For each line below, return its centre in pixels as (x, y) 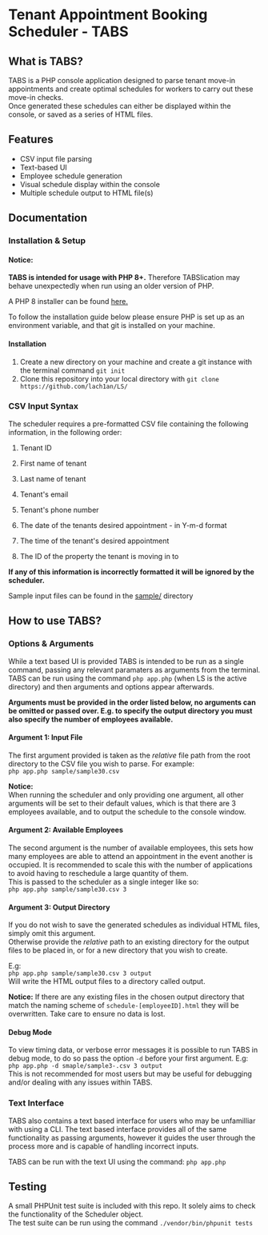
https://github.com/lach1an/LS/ (74, 386)
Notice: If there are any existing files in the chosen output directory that (126, 997)
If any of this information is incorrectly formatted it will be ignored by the (131, 572)
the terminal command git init (72, 370)
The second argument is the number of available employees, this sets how (131, 847)
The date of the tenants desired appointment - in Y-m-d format (123, 525)
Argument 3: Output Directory (59, 907)
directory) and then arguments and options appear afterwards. (111, 686)
